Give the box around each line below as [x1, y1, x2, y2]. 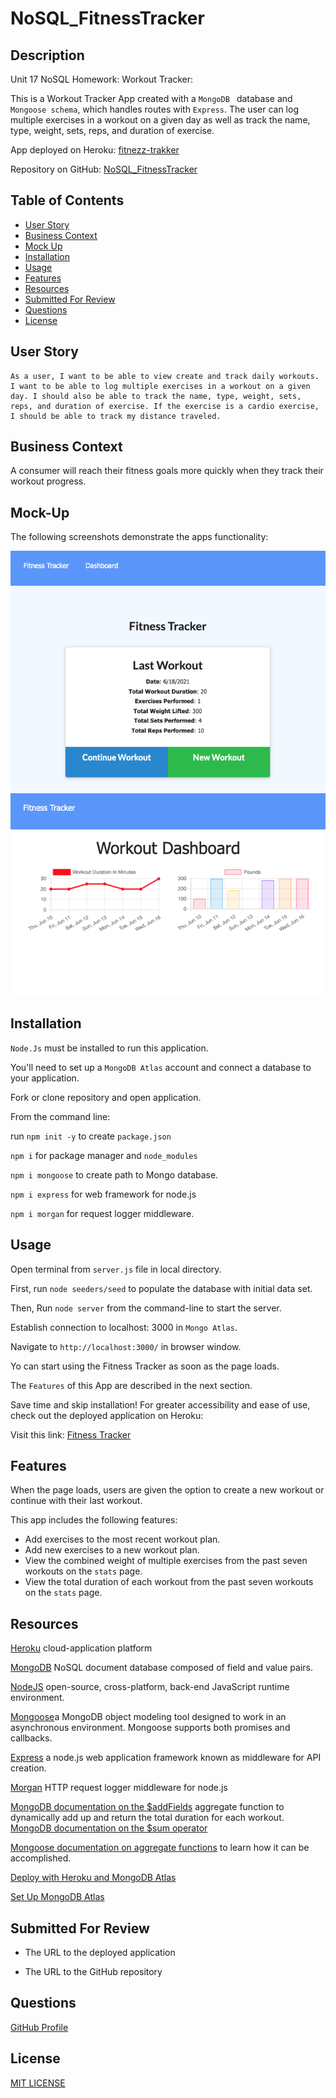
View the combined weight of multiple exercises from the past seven [24, 1555, 308, 1567]
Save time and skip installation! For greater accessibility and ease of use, [10, 1398, 311, 1411]
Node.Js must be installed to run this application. [10, 1042, 209, 1054]
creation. [10, 1762, 47, 1774]
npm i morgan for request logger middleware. [10, 1207, 195, 1219]
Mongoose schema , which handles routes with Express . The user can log [10, 103, 299, 115]
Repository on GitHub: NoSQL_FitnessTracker [10, 163, 198, 175]
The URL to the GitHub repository [24, 1966, 163, 1978]
